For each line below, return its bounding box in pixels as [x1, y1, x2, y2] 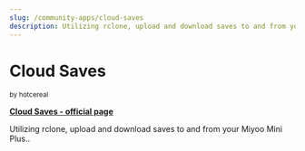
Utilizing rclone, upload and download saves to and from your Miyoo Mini [9, 124, 283, 135]
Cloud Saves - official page [9, 106, 113, 118]
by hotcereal [9, 90, 49, 99]
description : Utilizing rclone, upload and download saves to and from [9, 22, 286, 31]
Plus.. [9, 133, 31, 145]
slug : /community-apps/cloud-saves [9, 13, 144, 23]
